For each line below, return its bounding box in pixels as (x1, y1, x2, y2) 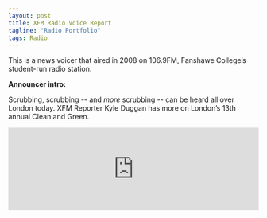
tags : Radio (8, 33, 48, 42)
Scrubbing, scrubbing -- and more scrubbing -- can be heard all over (8, 95, 235, 104)
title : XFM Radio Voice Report (8, 19, 112, 27)
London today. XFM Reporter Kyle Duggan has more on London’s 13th (8, 103, 237, 113)
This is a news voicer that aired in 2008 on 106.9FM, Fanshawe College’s (8, 56, 246, 65)
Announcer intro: (8, 80, 66, 89)
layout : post (8, 11, 52, 20)
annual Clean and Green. (8, 112, 90, 122)
